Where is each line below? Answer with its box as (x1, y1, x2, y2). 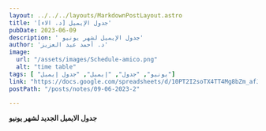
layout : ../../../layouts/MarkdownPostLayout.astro (9, 11, 182, 20)
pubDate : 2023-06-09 (9, 26, 77, 34)
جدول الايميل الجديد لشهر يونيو (9, 114, 98, 123)
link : (9, 77, 27, 85)
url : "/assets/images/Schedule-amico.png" (16, 56, 158, 64)
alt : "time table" (16, 63, 77, 71)
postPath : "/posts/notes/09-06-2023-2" (9, 84, 140, 93)
